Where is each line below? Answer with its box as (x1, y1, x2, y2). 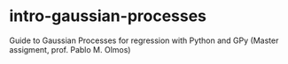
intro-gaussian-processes (9, 6, 206, 26)
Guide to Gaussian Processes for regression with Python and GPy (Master (9, 35, 279, 46)
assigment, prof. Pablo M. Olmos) (9, 44, 131, 54)
